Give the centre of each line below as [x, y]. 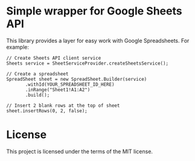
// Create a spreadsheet [37, 74]
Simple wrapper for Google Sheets [94, 11]
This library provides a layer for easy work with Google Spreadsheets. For [98, 40]
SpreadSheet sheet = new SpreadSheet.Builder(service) [77, 79]
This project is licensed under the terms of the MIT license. [79, 151]
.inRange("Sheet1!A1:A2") [58, 90]
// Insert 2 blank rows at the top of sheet [63, 106]
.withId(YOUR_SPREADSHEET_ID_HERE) [70, 84]
